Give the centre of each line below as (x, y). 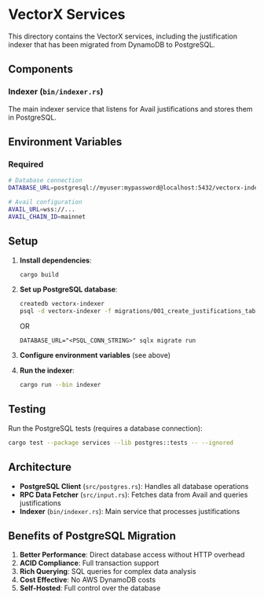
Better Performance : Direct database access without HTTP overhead (132, 555)
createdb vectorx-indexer (62, 304)
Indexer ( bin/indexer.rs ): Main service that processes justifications (130, 511)
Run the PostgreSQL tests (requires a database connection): (105, 428)
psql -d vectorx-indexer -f (65, 311)
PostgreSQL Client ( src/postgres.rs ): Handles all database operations (134, 486)
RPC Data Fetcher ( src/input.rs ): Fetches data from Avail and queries (134, 494)
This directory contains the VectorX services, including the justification (123, 36)
